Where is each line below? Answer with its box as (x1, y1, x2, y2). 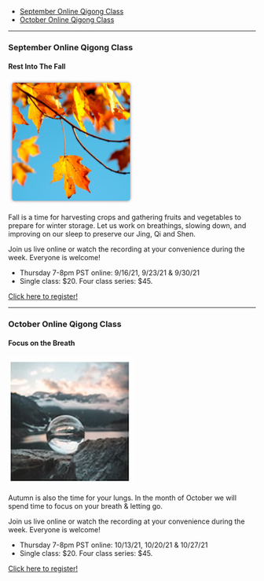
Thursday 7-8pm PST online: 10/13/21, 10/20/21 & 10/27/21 (19, 540, 208, 550)
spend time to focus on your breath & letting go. (8, 502, 163, 511)
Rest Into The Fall (8, 61, 66, 71)
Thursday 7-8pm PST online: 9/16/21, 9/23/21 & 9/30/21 (19, 268, 200, 278)
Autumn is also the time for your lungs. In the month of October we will (8, 493, 237, 502)
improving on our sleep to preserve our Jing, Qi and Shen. (8, 230, 196, 239)
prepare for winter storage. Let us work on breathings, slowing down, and (8, 221, 247, 230)
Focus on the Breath (8, 338, 75, 347)
